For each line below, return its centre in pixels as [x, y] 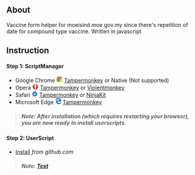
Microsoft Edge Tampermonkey [58, 102]
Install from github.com [44, 152]
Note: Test [35, 166]
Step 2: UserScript [30, 138]
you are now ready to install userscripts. [74, 123]
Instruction [28, 50]
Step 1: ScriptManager [35, 66]
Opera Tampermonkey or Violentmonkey [70, 87]
